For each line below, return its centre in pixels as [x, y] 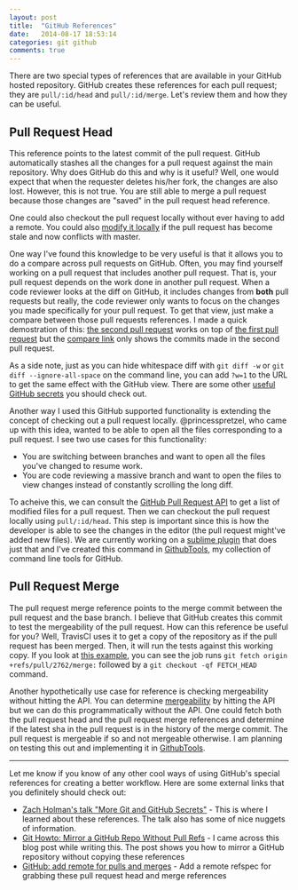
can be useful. [35, 104]
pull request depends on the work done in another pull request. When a [140, 282]
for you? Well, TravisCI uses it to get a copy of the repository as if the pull [143, 636]
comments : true [37, 51]
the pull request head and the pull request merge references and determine [147, 719]
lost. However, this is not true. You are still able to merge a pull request [138, 191]
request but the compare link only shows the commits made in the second [145, 338]
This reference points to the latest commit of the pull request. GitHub [135, 153]
